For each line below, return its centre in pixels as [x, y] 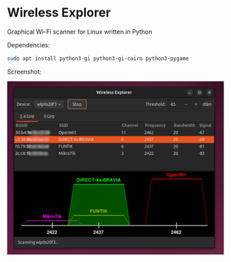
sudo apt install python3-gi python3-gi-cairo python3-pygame [98, 58]
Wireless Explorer [59, 13]
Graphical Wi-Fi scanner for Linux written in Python [80, 32]
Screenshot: [24, 72]
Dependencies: [29, 45]
